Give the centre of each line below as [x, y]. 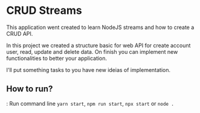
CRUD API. [20, 33]
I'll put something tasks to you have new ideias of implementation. [89, 69]
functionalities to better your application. [57, 58]
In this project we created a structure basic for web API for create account [98, 45]
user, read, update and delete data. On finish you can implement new [92, 51]
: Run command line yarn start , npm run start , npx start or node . [90, 103]
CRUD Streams [44, 11]
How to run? [30, 89]
